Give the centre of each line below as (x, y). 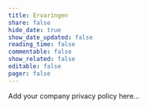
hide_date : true (35, 30)
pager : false (29, 74)
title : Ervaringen (38, 15)
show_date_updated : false (50, 37)
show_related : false (42, 59)
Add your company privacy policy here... (74, 95)
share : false (29, 23)
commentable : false (40, 52)
